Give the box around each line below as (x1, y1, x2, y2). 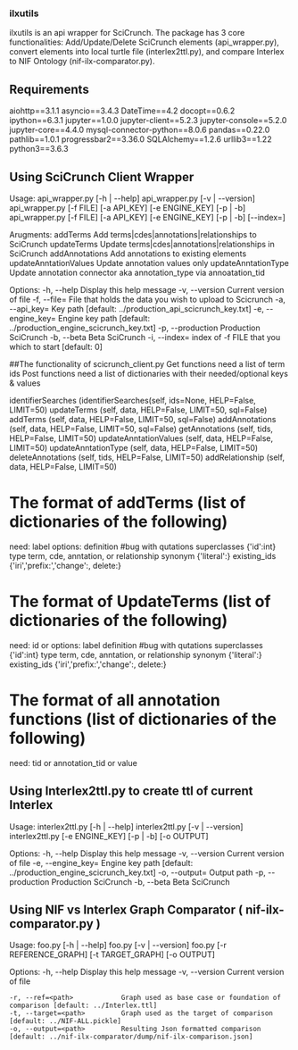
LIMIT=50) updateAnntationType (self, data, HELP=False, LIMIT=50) (9, 442, 259, 453)
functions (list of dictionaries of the (9, 709, 277, 729)
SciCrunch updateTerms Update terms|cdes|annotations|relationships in (9, 238, 275, 249)
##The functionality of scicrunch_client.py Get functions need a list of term (9, 358, 286, 369)
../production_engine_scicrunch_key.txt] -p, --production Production (9, 322, 261, 333)
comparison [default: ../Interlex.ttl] (9, 1001, 158, 1011)
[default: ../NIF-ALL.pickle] (9, 1017, 122, 1026)
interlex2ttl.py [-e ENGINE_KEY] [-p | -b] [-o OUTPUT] (9, 830, 209, 841)
